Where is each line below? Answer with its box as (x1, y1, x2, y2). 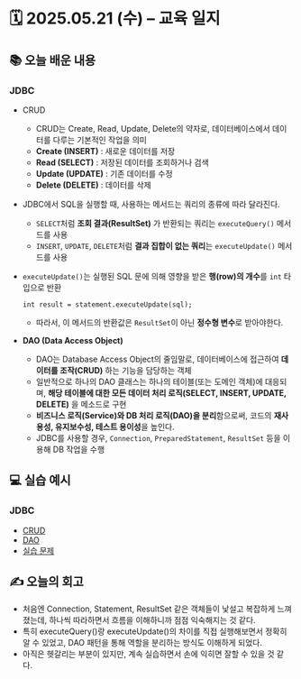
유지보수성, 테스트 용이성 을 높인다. (54, 421, 175, 432)
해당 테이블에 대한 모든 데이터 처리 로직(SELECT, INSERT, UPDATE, (48, 387, 287, 398)
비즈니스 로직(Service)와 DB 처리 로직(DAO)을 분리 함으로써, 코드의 (35, 409, 272, 420)
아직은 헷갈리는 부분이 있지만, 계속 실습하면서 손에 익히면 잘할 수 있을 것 (22, 648, 275, 659)
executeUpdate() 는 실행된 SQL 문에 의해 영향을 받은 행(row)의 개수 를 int (22, 271, 282, 281)
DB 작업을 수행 (52, 444, 105, 454)
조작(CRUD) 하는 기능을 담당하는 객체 (59, 364, 192, 375)
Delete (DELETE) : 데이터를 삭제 (35, 179, 151, 190)
